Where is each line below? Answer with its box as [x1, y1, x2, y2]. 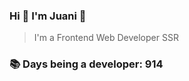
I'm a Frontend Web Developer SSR [33, 32, 179, 44]
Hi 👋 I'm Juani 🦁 [9, 9, 87, 23]
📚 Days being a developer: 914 [9, 57, 164, 71]
